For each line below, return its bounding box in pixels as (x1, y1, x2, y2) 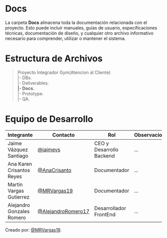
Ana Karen (7, 160, 32, 167)
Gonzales (7, 208, 30, 215)
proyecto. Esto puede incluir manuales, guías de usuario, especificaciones (5, 24, 158, 30)
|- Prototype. (17, 90, 44, 96)
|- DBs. (17, 74, 32, 80)
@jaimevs (37, 146, 61, 153)
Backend (94, 152, 115, 159)
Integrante (7, 131, 33, 138)
